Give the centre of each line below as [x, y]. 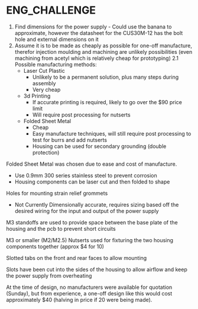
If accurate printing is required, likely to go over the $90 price [107, 102]
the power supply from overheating [49, 275]
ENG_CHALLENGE [51, 10]
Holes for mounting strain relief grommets [57, 193]
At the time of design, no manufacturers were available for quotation [89, 287]
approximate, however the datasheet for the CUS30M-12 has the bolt [99, 33]
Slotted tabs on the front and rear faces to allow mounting [77, 257]
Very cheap [46, 89]
